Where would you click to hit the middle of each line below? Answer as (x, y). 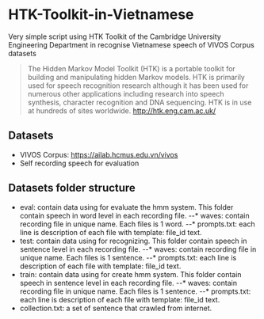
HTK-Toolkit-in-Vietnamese (101, 15)
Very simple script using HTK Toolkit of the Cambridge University (115, 36)
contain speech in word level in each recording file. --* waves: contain (134, 215)
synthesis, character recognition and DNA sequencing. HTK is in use (140, 102)
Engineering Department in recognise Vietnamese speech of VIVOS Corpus (132, 44)
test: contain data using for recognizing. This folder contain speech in (133, 241)
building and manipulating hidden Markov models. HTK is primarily (136, 77)
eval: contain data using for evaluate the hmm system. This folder (126, 207)
